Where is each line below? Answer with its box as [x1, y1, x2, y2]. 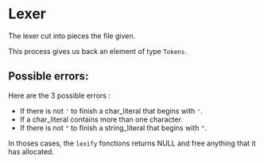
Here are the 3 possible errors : [8, 91, 111, 100]
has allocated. [8, 146, 54, 156]
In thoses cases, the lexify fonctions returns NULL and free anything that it [8, 138, 256, 148]
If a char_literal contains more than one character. [19, 114, 183, 124]
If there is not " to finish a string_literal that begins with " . [19, 122, 208, 132]
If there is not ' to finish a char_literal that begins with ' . [19, 106, 203, 115]
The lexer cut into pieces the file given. [8, 31, 136, 41]
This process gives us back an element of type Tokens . [8, 46, 187, 56]
